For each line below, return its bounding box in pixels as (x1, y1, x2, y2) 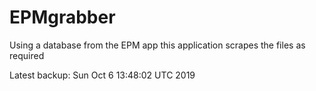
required (9, 49, 45, 61)
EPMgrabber (9, 6, 116, 29)
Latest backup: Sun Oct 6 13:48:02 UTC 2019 (9, 69, 196, 81)
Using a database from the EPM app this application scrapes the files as (9, 39, 306, 51)
